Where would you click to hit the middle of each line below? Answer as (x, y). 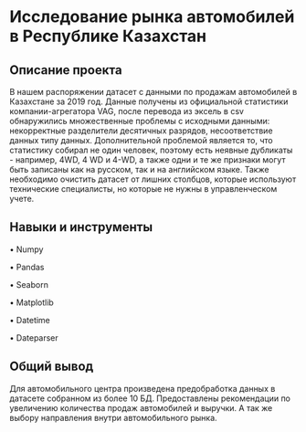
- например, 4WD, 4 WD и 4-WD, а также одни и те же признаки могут (148, 160)
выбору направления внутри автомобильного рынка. (113, 417)
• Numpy (26, 249)
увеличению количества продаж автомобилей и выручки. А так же (141, 407)
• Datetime (30, 320)
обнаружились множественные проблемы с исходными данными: (140, 121)
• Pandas (27, 267)
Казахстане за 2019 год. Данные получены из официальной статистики (149, 101)
